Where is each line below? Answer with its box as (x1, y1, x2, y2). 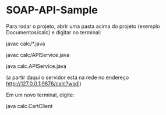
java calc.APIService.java (6, 62, 67, 70)
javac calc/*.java (6, 40, 45, 47)
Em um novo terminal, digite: (6, 91, 75, 98)
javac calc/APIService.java (6, 51, 70, 58)
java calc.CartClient (6, 102, 53, 109)
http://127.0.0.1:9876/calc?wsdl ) (6, 80, 82, 87)
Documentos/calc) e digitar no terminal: (6, 28, 101, 35)
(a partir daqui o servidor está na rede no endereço (6, 74, 129, 81)
